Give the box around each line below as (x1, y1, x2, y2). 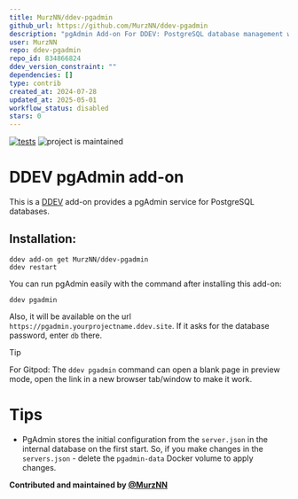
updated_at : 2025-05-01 (9, 95, 98, 105)
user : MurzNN (9, 37, 58, 47)
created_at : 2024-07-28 (9, 87, 98, 96)
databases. (9, 206, 51, 217)
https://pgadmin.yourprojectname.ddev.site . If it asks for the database (9, 320, 270, 331)
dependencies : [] (9, 71, 74, 80)
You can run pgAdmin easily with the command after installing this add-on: (9, 278, 282, 289)
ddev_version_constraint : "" (9, 63, 117, 72)
